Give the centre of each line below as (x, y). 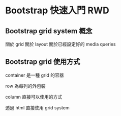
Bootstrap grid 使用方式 (43, 62)
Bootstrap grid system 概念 (49, 31)
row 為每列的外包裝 (25, 86)
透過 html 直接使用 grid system (37, 107)
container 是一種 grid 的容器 (35, 75)
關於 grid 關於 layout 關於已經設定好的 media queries (60, 44)
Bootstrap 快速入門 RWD (57, 10)
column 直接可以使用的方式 (34, 97)
